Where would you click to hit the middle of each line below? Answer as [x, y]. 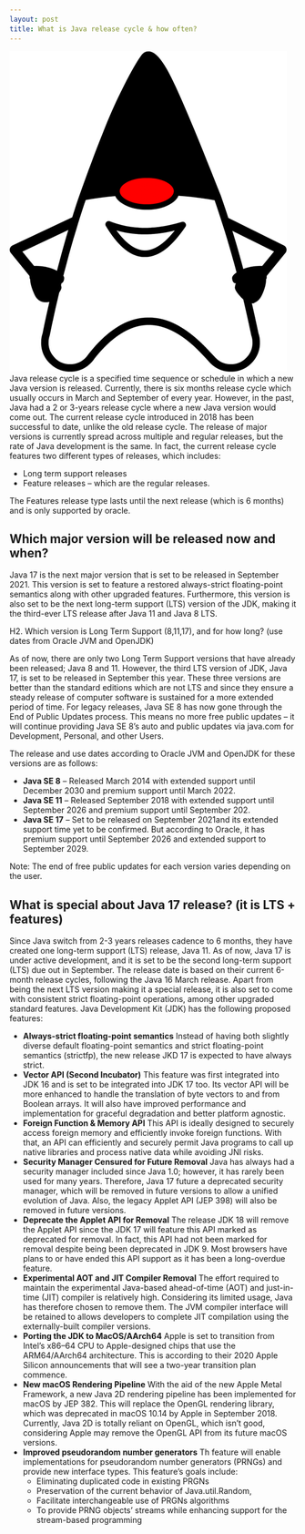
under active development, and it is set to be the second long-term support [150, 960]
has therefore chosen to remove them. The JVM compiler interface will [155, 1307]
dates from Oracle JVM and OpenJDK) [82, 641]
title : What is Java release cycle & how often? [103, 29]
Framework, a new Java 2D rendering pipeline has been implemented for [159, 1395]
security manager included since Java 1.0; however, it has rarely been [153, 1171]
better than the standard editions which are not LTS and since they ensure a [152, 688]
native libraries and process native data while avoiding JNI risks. [143, 1152]
